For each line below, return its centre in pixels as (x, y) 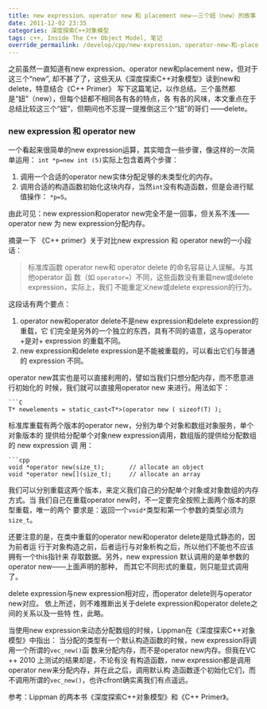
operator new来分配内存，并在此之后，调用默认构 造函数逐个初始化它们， (128, 670)
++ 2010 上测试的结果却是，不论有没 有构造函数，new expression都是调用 (130, 660)
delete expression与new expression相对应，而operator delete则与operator (130, 594)
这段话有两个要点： (40, 304)
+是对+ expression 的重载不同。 (72, 341)
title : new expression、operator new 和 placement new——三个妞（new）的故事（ (135, 16)
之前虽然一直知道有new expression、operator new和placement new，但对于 (133, 69)
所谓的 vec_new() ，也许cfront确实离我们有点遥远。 (110, 680)
